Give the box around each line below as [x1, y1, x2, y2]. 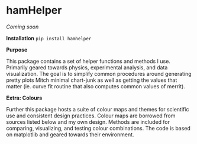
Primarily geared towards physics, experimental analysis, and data [6, 63, 168, 71]
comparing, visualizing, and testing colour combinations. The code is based [6, 124, 191, 132]
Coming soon [6, 23, 39, 30]
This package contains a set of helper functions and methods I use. [6, 57, 170, 65]
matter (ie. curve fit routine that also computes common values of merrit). [6, 82, 185, 89]
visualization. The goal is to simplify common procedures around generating [6, 70, 192, 77]
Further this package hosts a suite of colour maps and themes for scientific [6, 105, 189, 113]
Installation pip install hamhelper [6, 34, 92, 41]
